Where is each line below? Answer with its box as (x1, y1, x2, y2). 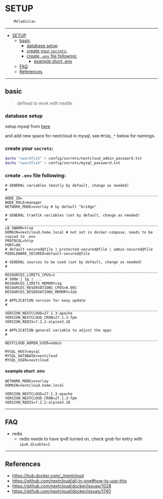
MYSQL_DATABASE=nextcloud (5, 353, 57, 358)
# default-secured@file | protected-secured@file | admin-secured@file (5, 247, 153, 252)
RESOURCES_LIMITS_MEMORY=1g (5, 281, 62, 286)
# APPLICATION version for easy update (5, 298, 86, 303)
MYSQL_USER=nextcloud (5, 358, 49, 363)
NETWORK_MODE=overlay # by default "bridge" (5, 204, 97, 209)
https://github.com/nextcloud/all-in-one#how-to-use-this (12, 478, 127, 484)
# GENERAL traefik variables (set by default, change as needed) (5, 213, 140, 218)
